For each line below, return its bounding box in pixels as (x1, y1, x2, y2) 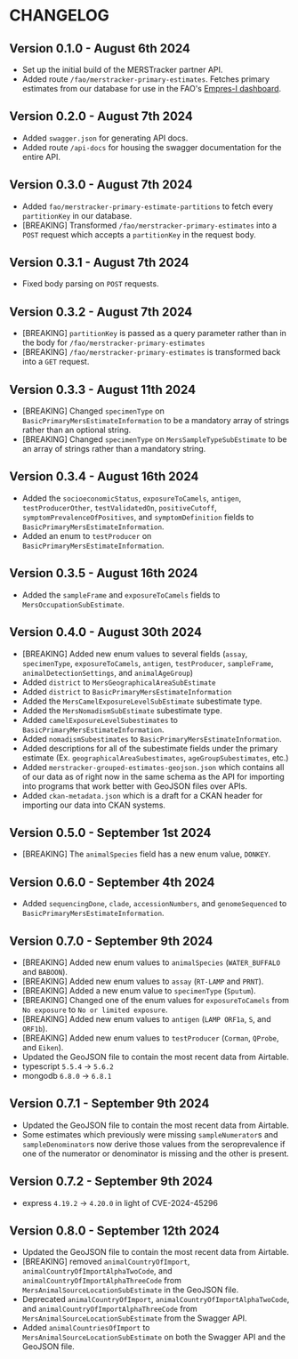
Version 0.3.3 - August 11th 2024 (9, 382, 197, 397)
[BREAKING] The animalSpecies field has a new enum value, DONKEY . (21, 848, 271, 859)
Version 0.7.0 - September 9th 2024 (9, 933, 213, 948)
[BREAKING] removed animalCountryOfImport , (21, 1256, 190, 1267)
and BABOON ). (21, 966, 68, 977)
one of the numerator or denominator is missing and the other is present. (21, 1148, 289, 1159)
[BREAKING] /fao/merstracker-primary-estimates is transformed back (21, 347, 281, 358)
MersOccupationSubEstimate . (21, 599, 125, 609)
